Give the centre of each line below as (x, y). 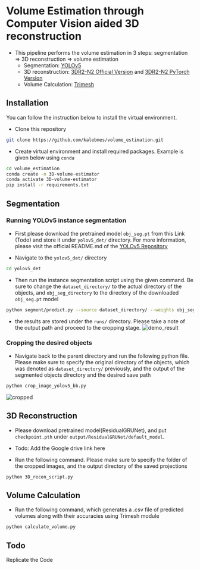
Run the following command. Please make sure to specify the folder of (101, 459)
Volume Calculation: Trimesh (59, 84)
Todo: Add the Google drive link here (60, 448)
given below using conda (45, 157)
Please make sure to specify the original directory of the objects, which (102, 362)
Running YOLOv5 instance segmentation (66, 220)
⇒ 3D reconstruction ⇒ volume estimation (67, 59)
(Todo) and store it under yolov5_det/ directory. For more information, (100, 240)
